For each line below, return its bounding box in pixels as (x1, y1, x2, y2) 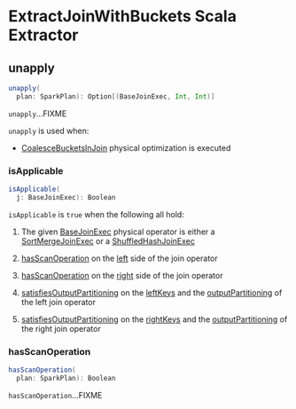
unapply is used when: (8, 125, 90, 136)
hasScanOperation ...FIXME (8, 389, 103, 400)
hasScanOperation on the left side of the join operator (20, 253, 218, 263)
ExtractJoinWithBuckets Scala (8, 6, 237, 27)
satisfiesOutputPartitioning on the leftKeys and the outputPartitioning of (20, 287, 283, 298)
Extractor (8, 25, 79, 45)
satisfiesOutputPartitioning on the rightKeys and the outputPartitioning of (20, 313, 288, 325)
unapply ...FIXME (8, 108, 67, 119)
